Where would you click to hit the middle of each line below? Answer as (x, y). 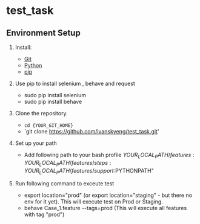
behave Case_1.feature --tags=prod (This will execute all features (105, 208)
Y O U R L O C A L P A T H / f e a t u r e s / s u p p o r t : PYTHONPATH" (89, 171)
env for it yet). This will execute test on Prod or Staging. (94, 202)
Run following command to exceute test (65, 184)
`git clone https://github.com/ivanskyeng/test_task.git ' (92, 131)
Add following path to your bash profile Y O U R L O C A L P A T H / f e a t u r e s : (109, 156)
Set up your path (36, 143)
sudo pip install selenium (55, 95)
